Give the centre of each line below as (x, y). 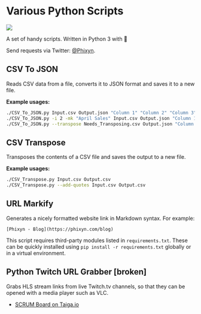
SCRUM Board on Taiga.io (47, 304)
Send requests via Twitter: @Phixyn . (51, 50)
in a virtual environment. (36, 253)
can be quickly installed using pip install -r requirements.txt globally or (99, 246)
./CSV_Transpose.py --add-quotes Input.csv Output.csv (76, 185)
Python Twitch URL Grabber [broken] (76, 272)
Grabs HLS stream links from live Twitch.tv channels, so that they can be (96, 286)
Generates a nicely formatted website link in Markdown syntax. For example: (100, 218)
